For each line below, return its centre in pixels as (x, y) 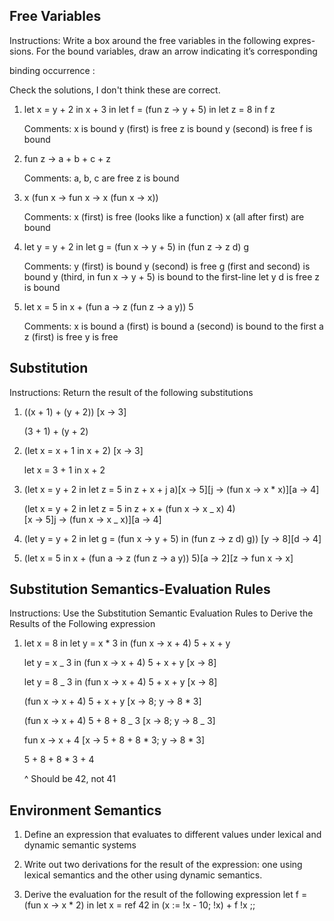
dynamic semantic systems (80, 845)
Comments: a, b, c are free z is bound (101, 178)
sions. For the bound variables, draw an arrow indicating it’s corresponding (163, 51)
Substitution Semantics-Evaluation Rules (140, 589)
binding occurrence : (52, 70)
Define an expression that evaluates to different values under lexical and (172, 835)
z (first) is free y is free (71, 336)
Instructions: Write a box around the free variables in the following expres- (162, 40)
